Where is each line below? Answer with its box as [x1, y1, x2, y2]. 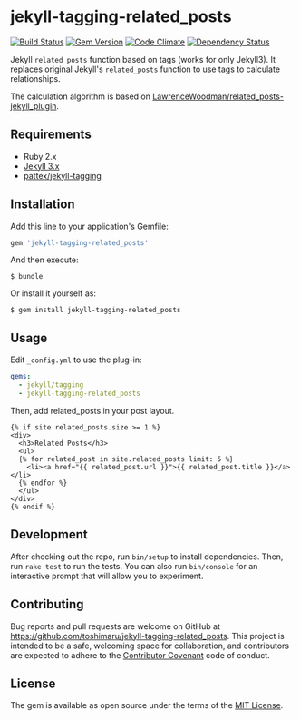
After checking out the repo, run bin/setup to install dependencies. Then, [10, 551, 284, 562]
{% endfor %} [18, 478, 68, 488]
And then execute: [10, 254, 79, 265]
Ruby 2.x [23, 151, 57, 162]
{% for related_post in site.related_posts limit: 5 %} [18, 454, 234, 464]
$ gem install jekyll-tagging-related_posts [10, 306, 181, 315]
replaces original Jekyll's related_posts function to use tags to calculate [10, 64, 280, 74]
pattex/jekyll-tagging [23, 170, 102, 181]
